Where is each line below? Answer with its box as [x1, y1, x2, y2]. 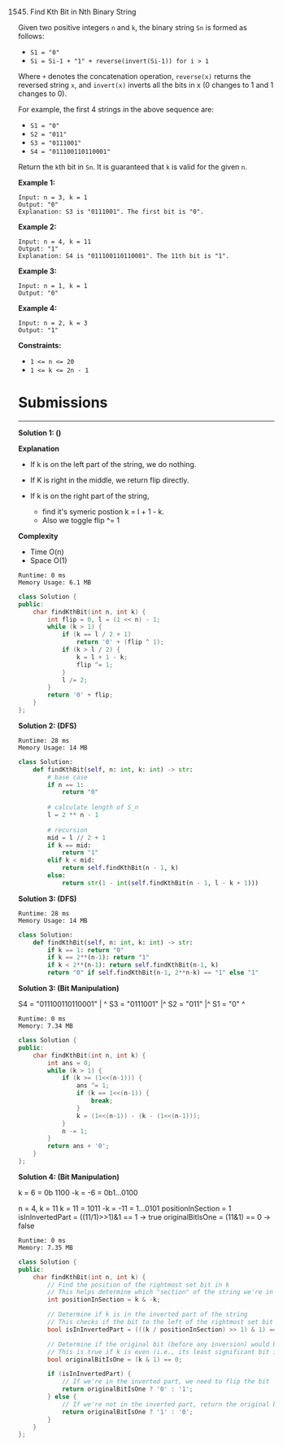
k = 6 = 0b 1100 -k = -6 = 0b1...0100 [18, 1187, 138, 1197]
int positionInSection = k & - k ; [47, 1295, 161, 1304]
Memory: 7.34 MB [18, 1022, 73, 1030]
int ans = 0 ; [47, 1059, 92, 1067]
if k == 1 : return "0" [47, 946, 124, 955]
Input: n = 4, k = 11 [18, 238, 92, 246]
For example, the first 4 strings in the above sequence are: [18, 105, 215, 114]
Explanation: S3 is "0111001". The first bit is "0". [18, 208, 205, 216]
